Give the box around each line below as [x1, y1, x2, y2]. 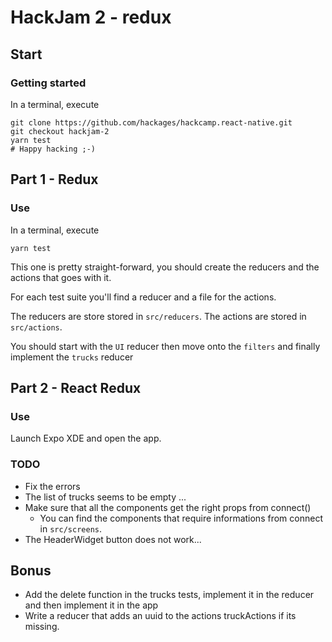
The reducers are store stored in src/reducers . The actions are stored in [10, 310, 307, 322]
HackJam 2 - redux [10, 6, 172, 29]
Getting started [10, 76, 87, 90]
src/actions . [10, 321, 63, 333]
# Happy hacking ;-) [10, 144, 97, 154]
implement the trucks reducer [10, 351, 134, 363]
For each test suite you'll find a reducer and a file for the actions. [10, 291, 277, 303]
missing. [24, 621, 60, 633]
